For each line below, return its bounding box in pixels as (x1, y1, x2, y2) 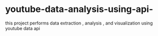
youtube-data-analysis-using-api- (5, 3, 153, 15)
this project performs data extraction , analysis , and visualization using (5, 20, 153, 26)
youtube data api (5, 25, 40, 31)
